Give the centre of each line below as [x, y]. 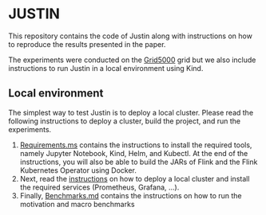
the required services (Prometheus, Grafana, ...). [99, 187]
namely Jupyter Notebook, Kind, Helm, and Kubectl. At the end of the [134, 153]
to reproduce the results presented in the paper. [87, 44]
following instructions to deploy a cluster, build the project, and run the [125, 121]
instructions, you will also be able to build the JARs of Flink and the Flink [139, 162]
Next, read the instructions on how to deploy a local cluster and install [135, 178]
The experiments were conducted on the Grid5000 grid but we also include [132, 60]
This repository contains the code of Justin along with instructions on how [131, 36]
